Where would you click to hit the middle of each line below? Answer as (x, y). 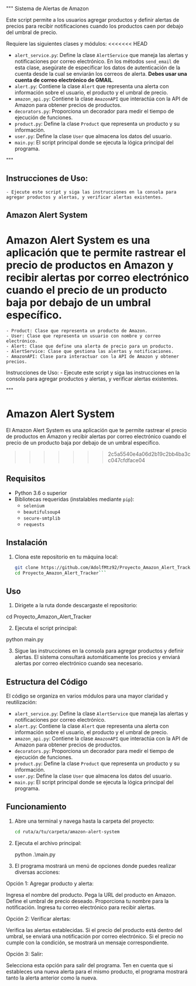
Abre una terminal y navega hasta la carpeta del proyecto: (84, 821)
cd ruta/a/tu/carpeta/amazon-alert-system (67, 832)
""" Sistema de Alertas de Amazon (47, 9)
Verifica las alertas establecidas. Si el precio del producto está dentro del (94, 930)
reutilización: (21, 702)
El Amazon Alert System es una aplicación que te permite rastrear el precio (97, 430)
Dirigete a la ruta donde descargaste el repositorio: (76, 605)
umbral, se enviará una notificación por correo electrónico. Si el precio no (95, 936)
